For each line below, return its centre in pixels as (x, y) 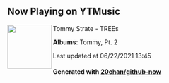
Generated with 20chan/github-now (107, 72)
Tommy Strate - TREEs (86, 28)
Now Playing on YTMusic (64, 12)
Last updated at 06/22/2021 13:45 (102, 56)
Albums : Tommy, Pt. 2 (85, 42)
